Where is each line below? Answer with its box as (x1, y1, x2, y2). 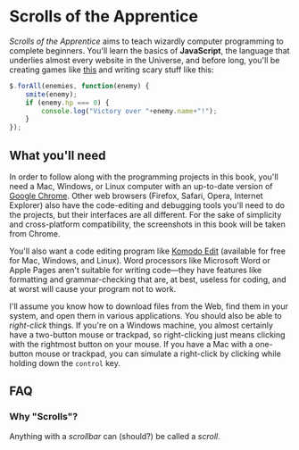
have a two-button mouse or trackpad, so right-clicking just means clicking (9, 329, 286, 340)
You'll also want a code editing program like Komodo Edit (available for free (9, 246, 286, 256)
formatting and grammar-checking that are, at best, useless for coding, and (9, 274, 287, 285)
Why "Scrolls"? (9, 411, 79, 423)
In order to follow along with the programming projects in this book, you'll (9, 171, 278, 182)
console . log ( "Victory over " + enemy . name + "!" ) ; (41, 106, 218, 115)
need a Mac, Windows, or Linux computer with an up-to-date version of (9, 181, 273, 191)
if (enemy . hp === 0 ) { (25, 98, 110, 107)
